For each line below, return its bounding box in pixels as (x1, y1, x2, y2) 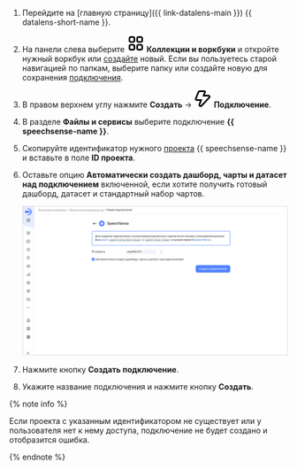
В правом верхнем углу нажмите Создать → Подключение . (21, 99, 271, 110)
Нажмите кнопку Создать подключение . (21, 365, 179, 375)
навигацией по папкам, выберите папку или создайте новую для (21, 63, 268, 73)
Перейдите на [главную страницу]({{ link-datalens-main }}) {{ (21, 8, 252, 18)
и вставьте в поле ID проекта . (21, 152, 135, 163)
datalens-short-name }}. (21, 17, 111, 27)
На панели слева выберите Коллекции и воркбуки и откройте (21, 44, 280, 54)
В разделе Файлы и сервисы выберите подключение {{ (21, 117, 234, 127)
